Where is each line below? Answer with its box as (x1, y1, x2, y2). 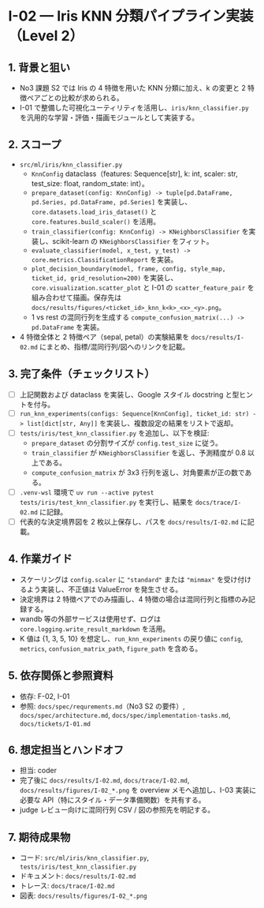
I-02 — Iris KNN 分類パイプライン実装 (8, 7, 254, 25)
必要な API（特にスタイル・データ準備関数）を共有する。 (19, 795, 206, 805)
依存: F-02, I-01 (19, 691, 70, 701)
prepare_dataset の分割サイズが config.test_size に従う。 (31, 438, 223, 447)
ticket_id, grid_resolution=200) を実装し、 (31, 273, 178, 282)
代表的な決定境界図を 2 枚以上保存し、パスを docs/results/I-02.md (19, 517, 239, 526)
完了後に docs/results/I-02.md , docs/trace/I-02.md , (19, 775, 190, 785)
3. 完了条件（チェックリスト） (8, 368, 155, 381)
